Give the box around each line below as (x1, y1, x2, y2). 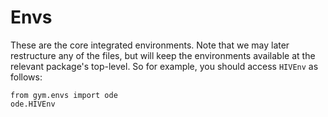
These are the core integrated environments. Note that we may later (10, 39, 290, 51)
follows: (10, 71, 43, 83)
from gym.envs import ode (10, 90, 118, 100)
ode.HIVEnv (10, 99, 56, 109)
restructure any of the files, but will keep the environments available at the (10, 49, 316, 61)
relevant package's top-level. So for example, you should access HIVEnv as (10, 60, 319, 72)
